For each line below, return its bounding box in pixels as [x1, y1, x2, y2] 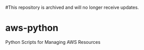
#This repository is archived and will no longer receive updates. [5, 5, 139, 10]
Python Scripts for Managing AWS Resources [5, 39, 101, 45]
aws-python [5, 22, 59, 34]
